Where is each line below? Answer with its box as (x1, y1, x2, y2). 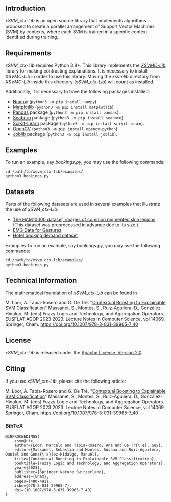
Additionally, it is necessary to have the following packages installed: (5, 88, 150, 94)
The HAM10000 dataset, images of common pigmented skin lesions (12, 217, 156, 223)
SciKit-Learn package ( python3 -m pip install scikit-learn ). (12, 120, 144, 126)
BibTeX (5, 422, 23, 429)
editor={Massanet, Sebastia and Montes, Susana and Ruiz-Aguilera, (14, 447, 161, 452)
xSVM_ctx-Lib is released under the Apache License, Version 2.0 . (5, 349, 143, 355)
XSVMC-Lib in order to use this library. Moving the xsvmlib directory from (5, 73, 160, 79)
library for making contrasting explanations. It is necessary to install (5, 67, 148, 74)
